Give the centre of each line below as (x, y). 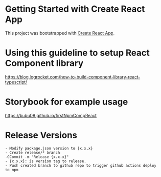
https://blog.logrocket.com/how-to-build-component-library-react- (73, 76)
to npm (12, 170)
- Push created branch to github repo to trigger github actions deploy (81, 165)
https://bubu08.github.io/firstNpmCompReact (51, 115)
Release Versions (41, 135)
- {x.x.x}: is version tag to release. (46, 161)
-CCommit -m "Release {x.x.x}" (37, 157)
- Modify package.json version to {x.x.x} (49, 148)
